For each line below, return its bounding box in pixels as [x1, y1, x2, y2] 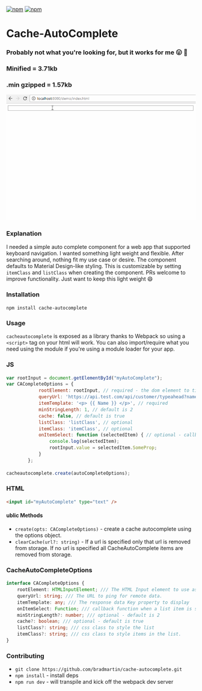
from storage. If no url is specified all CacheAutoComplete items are [14, 544, 183, 551]
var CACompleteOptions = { [6, 381, 74, 387]
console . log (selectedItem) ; [49, 439, 120, 445]
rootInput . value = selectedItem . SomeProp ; [49, 445, 158, 451]
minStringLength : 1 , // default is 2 [38, 407, 133, 413]
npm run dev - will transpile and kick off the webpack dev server [14, 678, 174, 686]
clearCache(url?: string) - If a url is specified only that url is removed [14, 538, 191, 545]
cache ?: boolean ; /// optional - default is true [17, 618, 144, 625]
